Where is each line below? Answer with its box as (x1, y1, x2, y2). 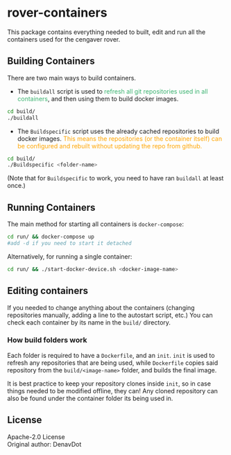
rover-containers (7, 5, 108, 21)
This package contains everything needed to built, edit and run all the (7, 28, 206, 36)
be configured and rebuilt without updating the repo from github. (17, 141, 203, 150)
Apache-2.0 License (7, 432, 65, 441)
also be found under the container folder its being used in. (7, 394, 173, 402)
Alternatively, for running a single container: (7, 252, 132, 261)
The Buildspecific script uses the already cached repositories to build (17, 127, 220, 135)
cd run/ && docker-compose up (7, 234, 95, 241)
